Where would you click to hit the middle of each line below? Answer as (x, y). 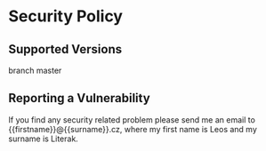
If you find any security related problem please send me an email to (132, 119)
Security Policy (66, 16)
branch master (35, 70)
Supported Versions (65, 49)
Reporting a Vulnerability (79, 98)
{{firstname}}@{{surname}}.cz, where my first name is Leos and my (133, 129)
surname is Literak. (44, 139)
